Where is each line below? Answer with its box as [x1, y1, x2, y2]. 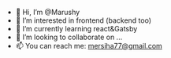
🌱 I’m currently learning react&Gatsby [15, 24, 138, 33]
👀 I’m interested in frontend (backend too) [15, 16, 152, 25]
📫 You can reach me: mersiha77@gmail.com [15, 42, 163, 50]
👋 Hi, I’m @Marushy [15, 8, 80, 16]
